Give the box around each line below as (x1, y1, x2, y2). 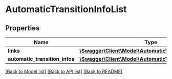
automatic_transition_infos (8, 56, 75, 62)
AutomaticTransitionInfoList (5, 4, 127, 15)
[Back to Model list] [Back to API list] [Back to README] (5, 68, 123, 74)
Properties (5, 24, 40, 32)
